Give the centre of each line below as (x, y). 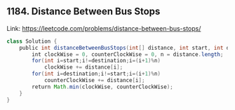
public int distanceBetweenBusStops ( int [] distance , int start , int (121, 48)
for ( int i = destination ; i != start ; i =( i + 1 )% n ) (96, 74)
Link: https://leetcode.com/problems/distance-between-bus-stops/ (104, 28)
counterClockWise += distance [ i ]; (94, 81)
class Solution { (32, 41)
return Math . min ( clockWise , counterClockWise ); (102, 87)
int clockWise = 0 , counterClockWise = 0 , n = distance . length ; (128, 54)
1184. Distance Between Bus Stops (83, 12)
